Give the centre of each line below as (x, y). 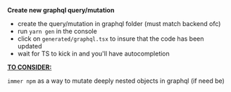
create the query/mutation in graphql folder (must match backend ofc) (119, 24)
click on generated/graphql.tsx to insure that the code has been (111, 39)
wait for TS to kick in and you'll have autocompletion (94, 53)
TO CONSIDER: (30, 67)
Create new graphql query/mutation (61, 10)
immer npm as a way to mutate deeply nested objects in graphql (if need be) (116, 81)
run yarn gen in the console (57, 31)
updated (30, 46)
